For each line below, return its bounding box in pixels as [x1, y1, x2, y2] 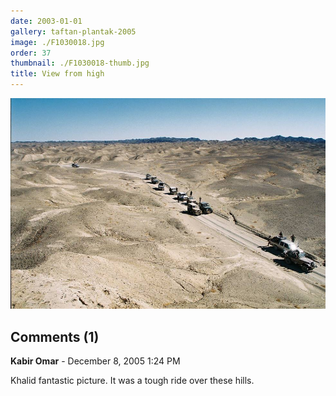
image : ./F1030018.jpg [10, 37, 105, 47]
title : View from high [10, 69, 105, 79]
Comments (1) [10, 328, 100, 345]
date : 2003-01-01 [10, 16, 83, 26]
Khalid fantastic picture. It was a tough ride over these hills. [10, 375, 255, 387]
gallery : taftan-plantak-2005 [10, 26, 137, 37]
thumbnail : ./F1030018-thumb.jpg [10, 58, 150, 69]
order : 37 [10, 48, 52, 58]
